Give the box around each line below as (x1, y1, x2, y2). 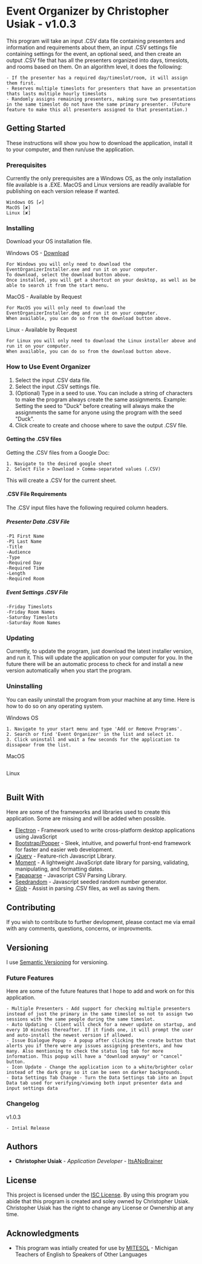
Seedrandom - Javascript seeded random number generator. (15, 878, 168, 886)
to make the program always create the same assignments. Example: (15, 396, 187, 403)
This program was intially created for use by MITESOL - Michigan (15, 1245, 178, 1252)
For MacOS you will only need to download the (6, 305, 126, 311)
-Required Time (6, 565, 45, 571)
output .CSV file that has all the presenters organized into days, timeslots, (6, 56, 189, 64)
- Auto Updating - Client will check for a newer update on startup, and (6, 1022, 197, 1028)
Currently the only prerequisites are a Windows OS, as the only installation (6, 175, 192, 182)
